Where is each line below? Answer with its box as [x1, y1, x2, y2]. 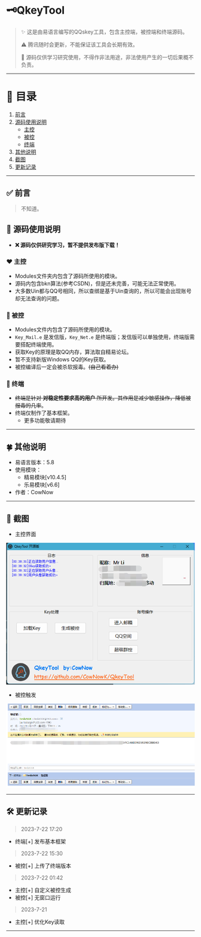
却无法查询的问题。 [14, 294, 63, 302]
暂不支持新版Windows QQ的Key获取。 [14, 356, 109, 363]
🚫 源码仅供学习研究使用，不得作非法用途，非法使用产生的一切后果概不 [20, 53, 194, 60]
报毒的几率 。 [14, 402, 47, 409]
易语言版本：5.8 [14, 459, 55, 466]
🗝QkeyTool [6, 4, 65, 17]
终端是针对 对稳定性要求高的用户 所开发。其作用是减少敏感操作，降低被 [14, 394, 191, 401]
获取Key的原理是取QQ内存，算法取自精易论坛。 [14, 348, 132, 355]
